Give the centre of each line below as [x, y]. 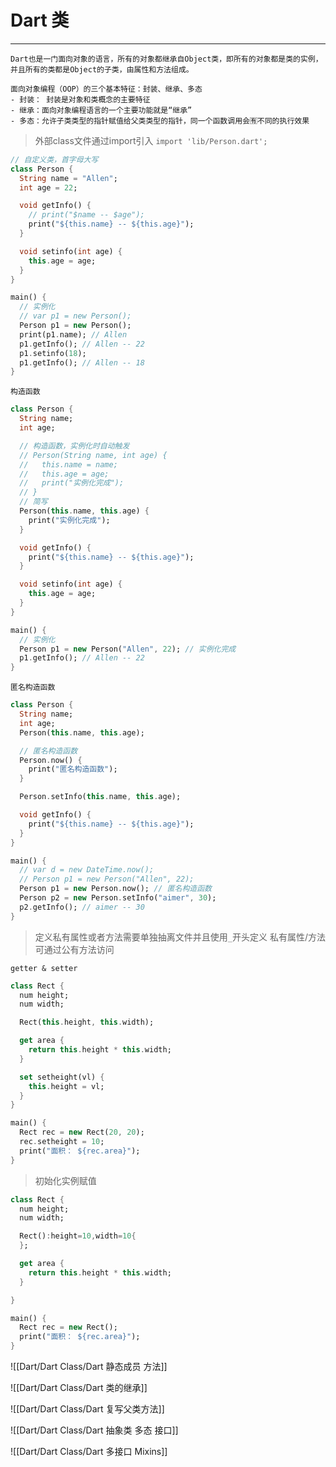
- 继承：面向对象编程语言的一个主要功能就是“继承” [101, 110]
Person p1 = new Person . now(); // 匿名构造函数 [115, 889]
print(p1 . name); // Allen [73, 334]
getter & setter [44, 968]
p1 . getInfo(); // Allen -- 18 [82, 362]
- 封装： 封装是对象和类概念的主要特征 [80, 99]
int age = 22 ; [48, 187]
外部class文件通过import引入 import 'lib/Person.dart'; [151, 140]
